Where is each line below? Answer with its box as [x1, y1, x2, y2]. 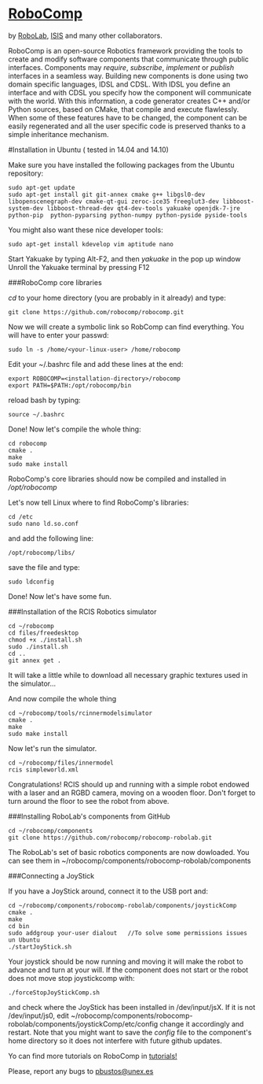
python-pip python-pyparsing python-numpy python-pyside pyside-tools [8, 211, 247, 219]
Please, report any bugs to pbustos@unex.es [8, 1066, 154, 1075]
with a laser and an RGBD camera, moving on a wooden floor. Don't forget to [8, 788, 256, 797]
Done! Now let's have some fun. [8, 591, 112, 601]
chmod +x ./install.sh [8, 635, 82, 644]
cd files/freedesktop [8, 629, 79, 637]
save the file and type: [8, 562, 80, 572]
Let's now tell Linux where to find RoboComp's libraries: [8, 498, 189, 507]
